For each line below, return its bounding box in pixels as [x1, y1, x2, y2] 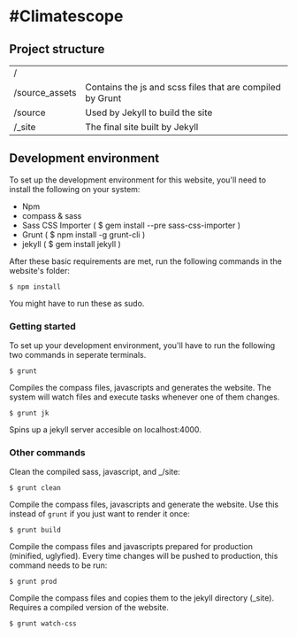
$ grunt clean [9, 484, 62, 493]
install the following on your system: [9, 183, 141, 194]
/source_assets [13, 87, 77, 98]
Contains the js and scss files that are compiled [85, 82, 281, 93]
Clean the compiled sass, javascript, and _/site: [9, 467, 181, 478]
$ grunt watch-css [9, 619, 77, 628]
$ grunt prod [9, 578, 57, 587]
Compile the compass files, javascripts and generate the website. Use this [9, 499, 279, 510]
